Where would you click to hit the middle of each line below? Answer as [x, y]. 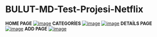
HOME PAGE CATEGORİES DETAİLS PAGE [79, 23]
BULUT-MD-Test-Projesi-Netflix [74, 9]
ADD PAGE [36, 28]
